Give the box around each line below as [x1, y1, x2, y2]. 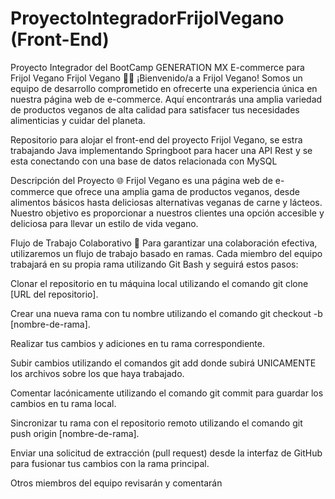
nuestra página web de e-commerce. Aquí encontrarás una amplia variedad [10, 93, 323, 105]
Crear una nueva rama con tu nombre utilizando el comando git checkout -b [10, 307, 323, 319]
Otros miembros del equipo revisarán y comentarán [10, 477, 223, 489]
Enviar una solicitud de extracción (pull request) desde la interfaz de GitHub [10, 447, 323, 459]
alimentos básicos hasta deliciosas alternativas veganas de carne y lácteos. [10, 196, 323, 208]
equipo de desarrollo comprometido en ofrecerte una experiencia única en [10, 82, 318, 94]
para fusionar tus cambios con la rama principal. [10, 457, 210, 469]
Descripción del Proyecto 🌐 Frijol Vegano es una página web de [10, 174, 273, 186]
